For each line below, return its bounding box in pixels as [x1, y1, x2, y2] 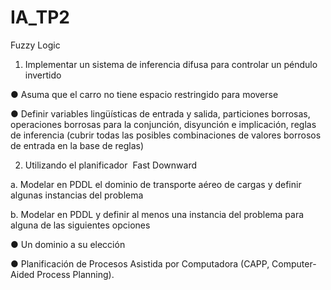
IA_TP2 [10, 6, 70, 29]
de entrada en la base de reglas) [10, 139, 145, 151]
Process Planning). [36, 268, 115, 280]
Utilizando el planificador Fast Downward [24, 159, 197, 171]
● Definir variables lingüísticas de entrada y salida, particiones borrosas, [10, 107, 311, 120]
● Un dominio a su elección [10, 238, 126, 250]
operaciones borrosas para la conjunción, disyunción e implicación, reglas [10, 118, 317, 130]
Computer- [271, 257, 317, 270]
